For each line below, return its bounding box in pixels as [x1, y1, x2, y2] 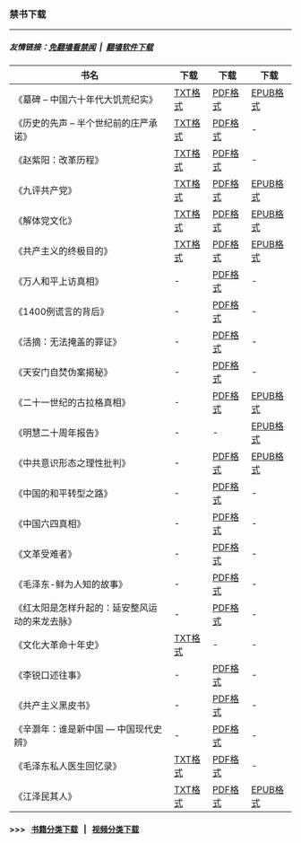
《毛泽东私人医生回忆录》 [13, 760, 123, 773]
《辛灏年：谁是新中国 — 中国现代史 [13, 723, 163, 735]
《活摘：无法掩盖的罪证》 [13, 336, 123, 348]
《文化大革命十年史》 [13, 639, 105, 652]
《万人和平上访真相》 [13, 276, 105, 288]
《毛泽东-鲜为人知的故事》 [13, 578, 128, 591]
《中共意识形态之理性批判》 [13, 457, 132, 470]
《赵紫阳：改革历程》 [13, 154, 105, 167]
